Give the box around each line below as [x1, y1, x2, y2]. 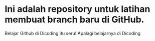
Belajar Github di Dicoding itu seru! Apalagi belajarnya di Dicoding [5, 30, 141, 36]
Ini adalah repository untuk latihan [5, 3, 150, 15]
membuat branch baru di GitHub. [5, 14, 144, 25]
